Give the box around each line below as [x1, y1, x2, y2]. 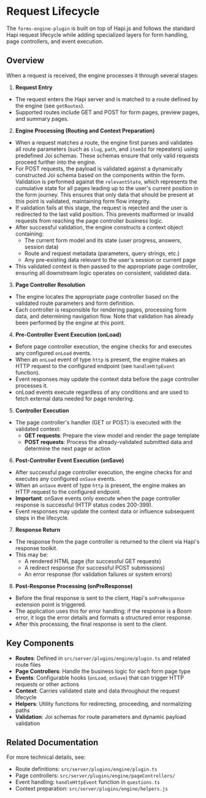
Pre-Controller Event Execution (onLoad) [15, 331, 121, 338]
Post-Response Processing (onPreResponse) [15, 582, 133, 589]
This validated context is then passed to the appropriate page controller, [15, 263, 198, 270]
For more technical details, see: [6, 753, 86, 761]
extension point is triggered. [15, 600, 87, 608]
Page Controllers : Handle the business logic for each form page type [15, 667, 191, 675]
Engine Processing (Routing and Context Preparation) [15, 127, 155, 134]
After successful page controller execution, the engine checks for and [15, 468, 192, 476]
